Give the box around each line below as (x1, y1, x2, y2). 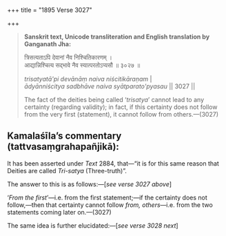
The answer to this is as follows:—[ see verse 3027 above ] (7, 179, 172, 188)
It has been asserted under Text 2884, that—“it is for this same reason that (7, 159, 219, 168)
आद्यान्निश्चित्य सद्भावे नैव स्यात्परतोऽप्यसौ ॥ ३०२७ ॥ (23, 61, 141, 69)
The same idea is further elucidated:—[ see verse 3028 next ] (7, 221, 178, 230)
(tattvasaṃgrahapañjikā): (7, 141, 119, 153)
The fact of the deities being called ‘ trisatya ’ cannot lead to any (23, 96, 205, 104)
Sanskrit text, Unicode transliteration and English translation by (23, 32, 210, 41)
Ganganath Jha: (23, 40, 71, 48)
